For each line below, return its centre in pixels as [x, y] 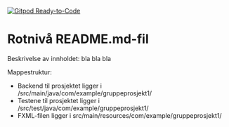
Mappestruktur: [30, 72]
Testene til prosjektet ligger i [59, 100]
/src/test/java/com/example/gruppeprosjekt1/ [83, 108]
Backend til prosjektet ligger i [59, 86]
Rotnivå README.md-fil [78, 39]
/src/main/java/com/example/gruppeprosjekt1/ [85, 93]
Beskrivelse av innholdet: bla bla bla [59, 58]
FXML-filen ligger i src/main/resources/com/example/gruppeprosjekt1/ [119, 115]
